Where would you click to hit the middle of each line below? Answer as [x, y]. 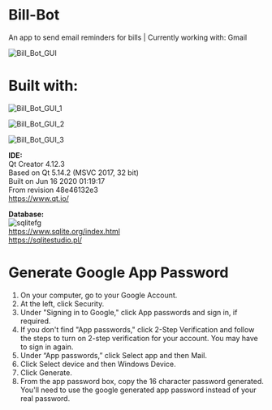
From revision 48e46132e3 [54, 190]
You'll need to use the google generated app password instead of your [138, 390]
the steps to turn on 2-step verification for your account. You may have [139, 338]
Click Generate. [46, 372]
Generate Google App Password [119, 273]
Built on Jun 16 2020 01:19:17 [57, 181]
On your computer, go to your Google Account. [99, 295]
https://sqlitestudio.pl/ [45, 240]
